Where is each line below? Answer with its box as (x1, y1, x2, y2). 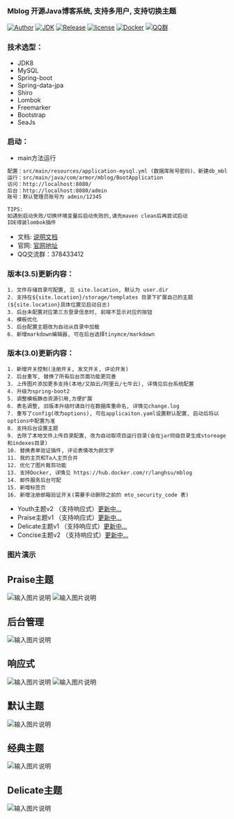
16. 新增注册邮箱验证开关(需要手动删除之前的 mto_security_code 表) (7, 492, 189, 499)
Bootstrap (17, 110, 46, 119)
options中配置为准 (7, 418, 56, 425)
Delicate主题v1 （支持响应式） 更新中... (17, 522, 127, 531)
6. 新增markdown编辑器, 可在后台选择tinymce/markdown (7, 331, 155, 338)
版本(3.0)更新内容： (7, 348, 75, 358)
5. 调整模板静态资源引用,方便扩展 (7, 396, 93, 403)
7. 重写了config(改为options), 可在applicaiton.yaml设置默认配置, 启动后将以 (7, 410, 219, 417)
